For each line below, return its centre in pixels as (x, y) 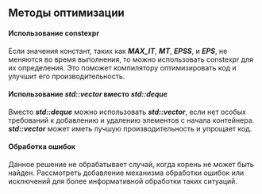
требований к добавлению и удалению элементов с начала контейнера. (131, 120)
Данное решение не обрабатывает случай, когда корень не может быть (131, 164)
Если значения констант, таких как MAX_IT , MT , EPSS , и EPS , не (118, 51)
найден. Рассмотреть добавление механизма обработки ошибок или (126, 173)
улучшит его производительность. (67, 76)
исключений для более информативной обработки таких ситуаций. (123, 181)
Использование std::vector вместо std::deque (88, 94)
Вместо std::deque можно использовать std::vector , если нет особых (127, 112)
